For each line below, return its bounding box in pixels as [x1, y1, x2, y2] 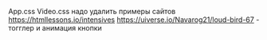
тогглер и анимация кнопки [8, 24, 102, 32]
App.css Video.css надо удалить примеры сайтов [8, 7, 176, 16]
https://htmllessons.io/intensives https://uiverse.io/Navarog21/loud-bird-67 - [8, 15, 260, 24]
